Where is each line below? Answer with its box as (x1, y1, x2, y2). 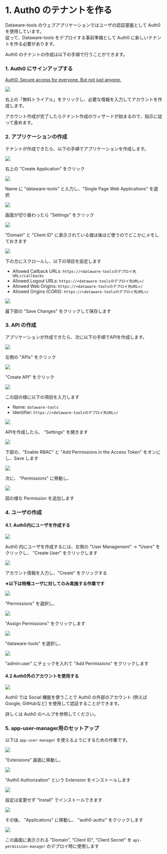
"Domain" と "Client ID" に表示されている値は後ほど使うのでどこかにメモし (5, 232, 160, 238)
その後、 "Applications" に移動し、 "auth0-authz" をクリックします (5, 817, 144, 823)
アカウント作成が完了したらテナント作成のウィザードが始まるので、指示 (5, 113, 154, 119)
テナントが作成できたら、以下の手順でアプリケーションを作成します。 (5, 145, 149, 151)
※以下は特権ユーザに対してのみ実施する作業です (5, 580, 105, 586)
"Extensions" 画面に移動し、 (5, 757, 64, 763)
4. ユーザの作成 (5, 509, 42, 516)
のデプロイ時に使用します (46, 843, 99, 850)
